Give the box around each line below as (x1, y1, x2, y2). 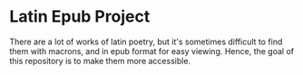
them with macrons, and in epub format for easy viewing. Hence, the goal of (9, 45, 295, 56)
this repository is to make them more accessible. (9, 55, 191, 66)
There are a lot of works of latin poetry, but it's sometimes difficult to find (9, 36, 283, 47)
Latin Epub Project (9, 6, 151, 27)
